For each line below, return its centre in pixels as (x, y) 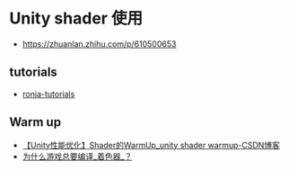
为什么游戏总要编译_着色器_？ (77, 156)
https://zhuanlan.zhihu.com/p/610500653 (99, 44)
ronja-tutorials (48, 94)
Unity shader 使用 (76, 18)
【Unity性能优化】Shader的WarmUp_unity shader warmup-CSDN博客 (151, 145)
